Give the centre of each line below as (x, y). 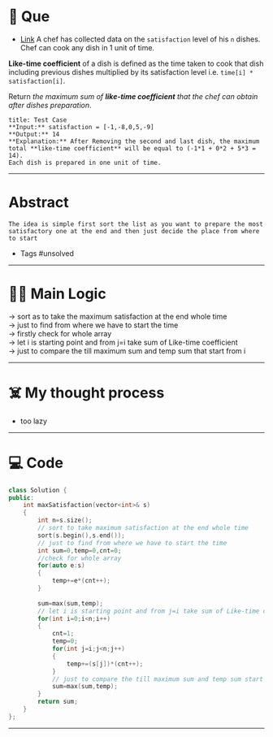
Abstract (39, 203)
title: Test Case (38, 120)
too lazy (33, 421)
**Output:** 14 (34, 134)
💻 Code (36, 463)
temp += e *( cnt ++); (81, 581)
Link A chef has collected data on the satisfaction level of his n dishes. (140, 39)
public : (22, 498)
